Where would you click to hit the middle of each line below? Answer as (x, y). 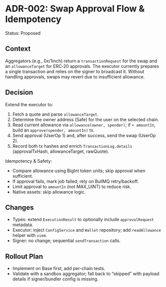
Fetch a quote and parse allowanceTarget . (55, 114)
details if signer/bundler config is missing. (55, 279)
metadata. (23, 225)
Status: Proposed (23, 33)
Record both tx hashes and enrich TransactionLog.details (72, 146)
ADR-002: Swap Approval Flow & (75, 9)
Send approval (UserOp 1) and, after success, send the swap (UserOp (84, 135)
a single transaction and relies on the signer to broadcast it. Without (75, 71)
